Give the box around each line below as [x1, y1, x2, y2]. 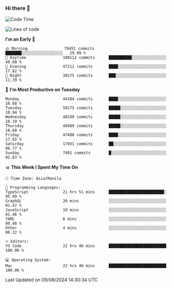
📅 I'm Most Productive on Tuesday [5, 87, 81, 93]
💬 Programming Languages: [5, 185, 61, 190]
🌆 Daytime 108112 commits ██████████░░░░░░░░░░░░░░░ [5, 55, 167, 61]
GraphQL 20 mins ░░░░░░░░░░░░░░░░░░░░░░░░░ [5, 199, 167, 204]
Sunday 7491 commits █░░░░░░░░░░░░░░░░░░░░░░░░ [5, 150, 167, 156]
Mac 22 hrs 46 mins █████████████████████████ [5, 263, 167, 268]
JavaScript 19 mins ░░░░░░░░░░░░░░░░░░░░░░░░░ [5, 207, 167, 213]
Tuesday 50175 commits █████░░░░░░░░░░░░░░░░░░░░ [5, 105, 167, 111]
